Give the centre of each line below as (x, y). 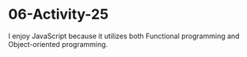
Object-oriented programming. (58, 44)
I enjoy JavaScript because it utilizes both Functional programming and (124, 36)
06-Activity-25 (59, 14)
